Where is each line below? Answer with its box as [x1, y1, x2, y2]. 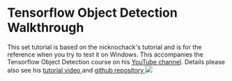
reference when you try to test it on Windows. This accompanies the [7, 50, 203, 59]
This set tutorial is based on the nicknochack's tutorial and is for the [7, 43, 202, 51]
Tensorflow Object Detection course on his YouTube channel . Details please [7, 57, 225, 66]
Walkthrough [7, 20, 84, 36]
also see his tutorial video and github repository [7, 66, 144, 74]
